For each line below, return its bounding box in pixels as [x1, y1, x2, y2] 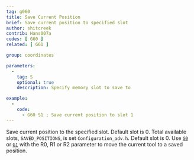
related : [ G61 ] [6, 42, 49, 48]
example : [6, 96, 28, 102]
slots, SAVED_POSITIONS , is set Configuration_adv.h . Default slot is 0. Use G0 [6, 134, 188, 142]
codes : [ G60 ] [6, 36, 44, 42]
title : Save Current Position [6, 14, 81, 20]
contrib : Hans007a [6, 31, 51, 37]
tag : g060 [6, 8, 31, 15]
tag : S [17, 74, 33, 80]
